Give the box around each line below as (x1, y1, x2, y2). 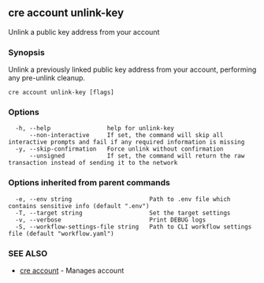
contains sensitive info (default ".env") (8, 202, 150, 210)
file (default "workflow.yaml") (8, 229, 114, 237)
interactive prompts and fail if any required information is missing (8, 138, 245, 147)
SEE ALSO (8, 248, 48, 259)
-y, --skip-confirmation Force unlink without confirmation (15, 145, 224, 153)
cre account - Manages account (19, 266, 125, 275)
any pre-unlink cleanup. (8, 73, 85, 83)
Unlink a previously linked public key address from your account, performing (8, 65, 257, 74)
